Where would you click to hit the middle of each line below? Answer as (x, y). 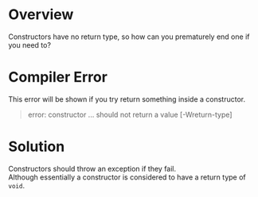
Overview (41, 15)
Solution (37, 147)
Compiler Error (58, 77)
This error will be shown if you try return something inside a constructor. (127, 99)
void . (17, 185)
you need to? (30, 44)
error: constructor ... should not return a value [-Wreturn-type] (130, 114)
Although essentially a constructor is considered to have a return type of (127, 177)
